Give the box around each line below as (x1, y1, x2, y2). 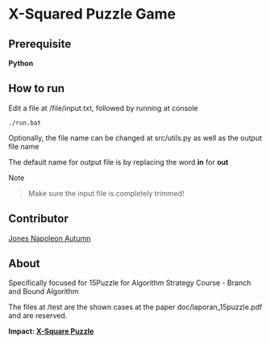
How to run (8, 82, 65, 95)
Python (8, 58, 34, 68)
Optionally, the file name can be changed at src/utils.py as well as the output (8, 132, 263, 142)
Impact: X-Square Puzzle (8, 326, 94, 336)
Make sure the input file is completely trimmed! (27, 188, 185, 198)
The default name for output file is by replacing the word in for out (8, 157, 229, 166)
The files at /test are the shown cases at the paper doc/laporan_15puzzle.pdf (8, 302, 263, 312)
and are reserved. (8, 311, 68, 321)
